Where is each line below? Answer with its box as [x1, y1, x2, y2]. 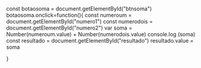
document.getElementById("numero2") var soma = [6, 24, 132, 31]
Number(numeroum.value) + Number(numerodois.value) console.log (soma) [6, 31, 196, 38]
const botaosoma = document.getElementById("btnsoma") [6, 5, 152, 12]
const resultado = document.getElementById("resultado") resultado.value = [6, 37, 194, 44]
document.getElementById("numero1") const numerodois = [6, 18, 153, 25]
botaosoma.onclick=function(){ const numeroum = [6, 11, 132, 19]
